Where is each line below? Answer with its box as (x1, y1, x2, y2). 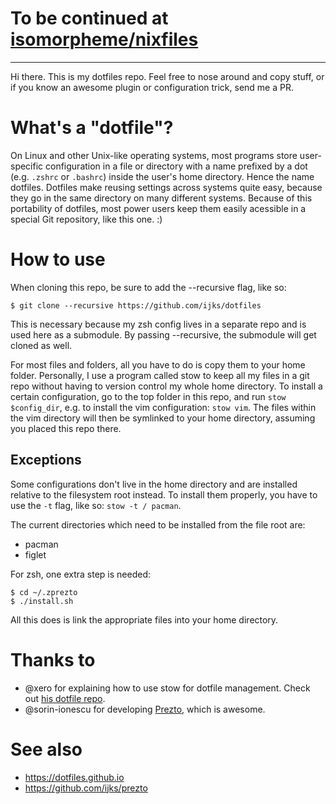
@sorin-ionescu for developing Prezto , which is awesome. (24, 703, 266, 715)
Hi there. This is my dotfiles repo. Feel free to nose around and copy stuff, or (10, 70, 325, 82)
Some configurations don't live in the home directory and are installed (10, 478, 298, 490)
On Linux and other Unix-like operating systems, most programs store (10, 149, 298, 161)
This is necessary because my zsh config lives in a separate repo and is (10, 318, 307, 330)
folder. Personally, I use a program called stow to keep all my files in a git (10, 369, 310, 381)
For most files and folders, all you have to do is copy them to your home (10, 358, 306, 371)
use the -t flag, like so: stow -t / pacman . (10, 499, 182, 511)
